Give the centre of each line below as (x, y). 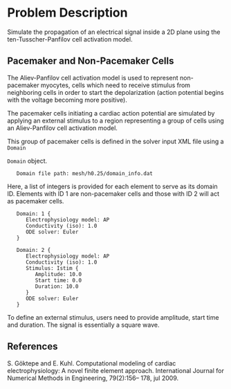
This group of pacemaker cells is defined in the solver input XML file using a (115, 141)
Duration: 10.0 (57, 286)
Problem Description (67, 13)
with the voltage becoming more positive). (67, 100)
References (33, 346)
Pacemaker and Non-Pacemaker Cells (91, 61)
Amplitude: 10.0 (58, 274)
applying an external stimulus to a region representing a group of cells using (116, 120)
